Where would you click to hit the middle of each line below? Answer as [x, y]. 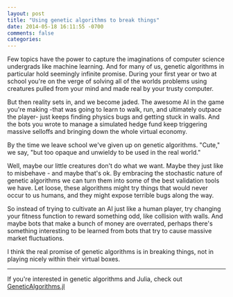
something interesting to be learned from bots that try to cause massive [110, 231]
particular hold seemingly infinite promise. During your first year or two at [112, 74]
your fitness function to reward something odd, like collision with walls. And [115, 217]
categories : [24, 40]
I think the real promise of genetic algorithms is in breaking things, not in [110, 252]
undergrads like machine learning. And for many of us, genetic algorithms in [116, 67]
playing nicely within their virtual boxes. [64, 259]
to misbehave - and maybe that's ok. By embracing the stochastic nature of [115, 173]
